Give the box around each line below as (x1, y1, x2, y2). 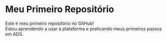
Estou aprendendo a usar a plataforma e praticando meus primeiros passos (5, 25, 162, 31)
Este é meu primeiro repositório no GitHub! (5, 20, 94, 26)
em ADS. (5, 31, 24, 37)
